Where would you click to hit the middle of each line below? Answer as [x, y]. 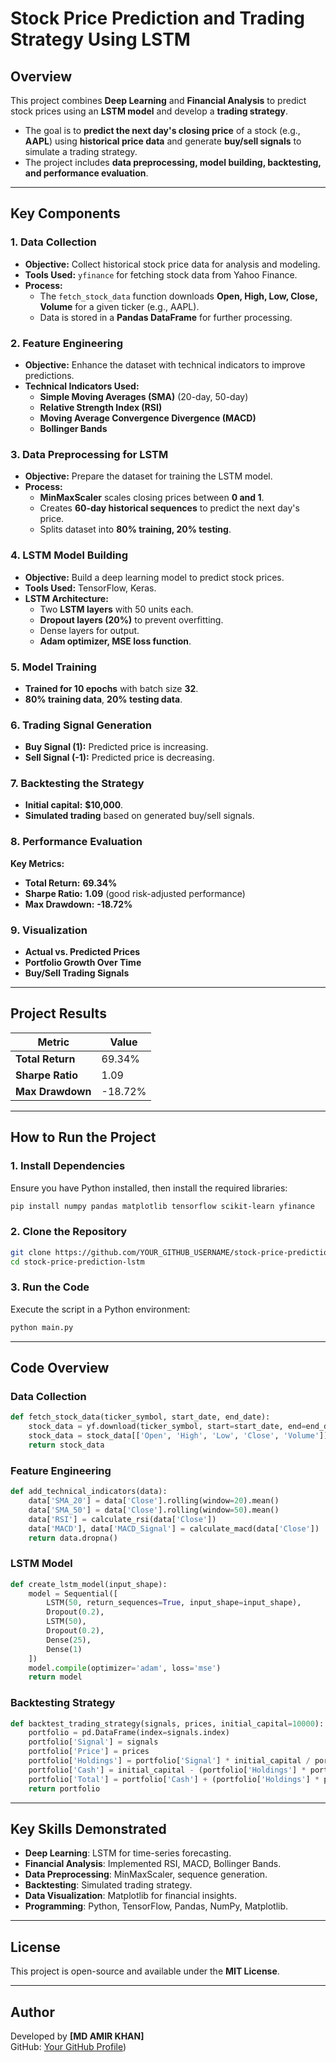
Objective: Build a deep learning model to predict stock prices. [154, 577]
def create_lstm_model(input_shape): [89, 1584]
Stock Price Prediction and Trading [157, 18]
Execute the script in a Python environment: [100, 1309]
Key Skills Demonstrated [88, 1829]
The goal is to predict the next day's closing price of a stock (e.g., [162, 130]
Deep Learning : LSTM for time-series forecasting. [128, 1853]
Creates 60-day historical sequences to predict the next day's [169, 508]
